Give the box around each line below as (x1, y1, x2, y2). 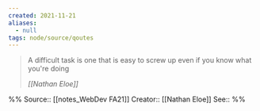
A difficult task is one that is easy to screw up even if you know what (27, 55, 252, 65)
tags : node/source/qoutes (8, 33, 94, 42)
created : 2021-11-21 (8, 11, 77, 20)
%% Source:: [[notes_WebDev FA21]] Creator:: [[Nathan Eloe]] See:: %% (8, 94, 246, 104)
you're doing (27, 64, 70, 74)
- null (15, 26, 37, 34)
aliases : (8, 19, 37, 27)
